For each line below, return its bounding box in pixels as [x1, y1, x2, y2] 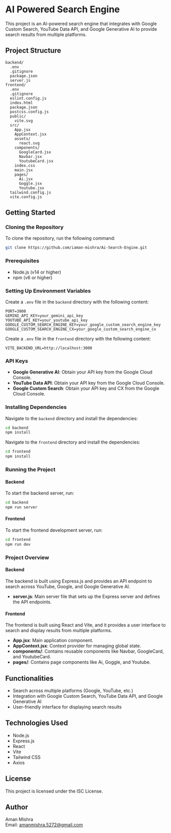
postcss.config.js [10, 109, 50, 114]
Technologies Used [5, 719, 68, 727]
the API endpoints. [12, 598, 52, 605]
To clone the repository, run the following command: [5, 235, 115, 241]
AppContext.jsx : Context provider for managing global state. [12, 643, 141, 649]
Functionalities [5, 674, 54, 682]
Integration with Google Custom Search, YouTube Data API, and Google [12, 693, 163, 699]
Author [5, 803, 28, 811]
